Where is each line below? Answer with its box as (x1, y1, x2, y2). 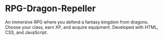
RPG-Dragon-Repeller (5, 3, 96, 14)
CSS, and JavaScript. (5, 29, 48, 35)
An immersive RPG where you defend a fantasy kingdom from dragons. (5, 19, 149, 25)
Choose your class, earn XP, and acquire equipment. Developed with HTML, (5, 24, 159, 30)
